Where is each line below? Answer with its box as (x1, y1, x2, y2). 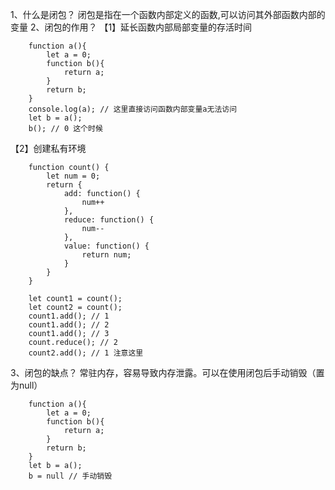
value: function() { (63, 241, 150, 251)
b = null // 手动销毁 (28, 471, 113, 481)
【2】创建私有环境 (10, 143, 87, 154)
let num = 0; (46, 171, 101, 181)
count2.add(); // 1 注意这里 (28, 348, 144, 358)
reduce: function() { (63, 215, 155, 225)
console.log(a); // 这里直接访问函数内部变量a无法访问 (28, 104, 238, 114)
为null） (10, 379, 43, 391)
